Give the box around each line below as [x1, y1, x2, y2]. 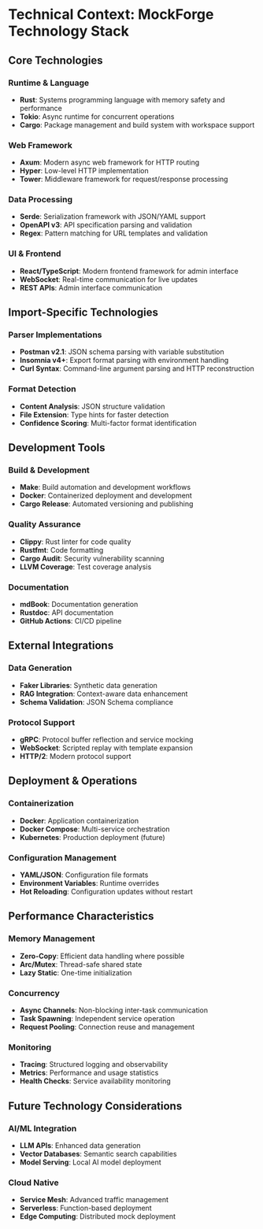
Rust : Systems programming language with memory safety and [19, 94, 226, 104]
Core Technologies [8, 54, 104, 67]
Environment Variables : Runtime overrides [19, 879, 160, 887]
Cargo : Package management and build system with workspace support [19, 120, 255, 129]
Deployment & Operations [8, 774, 138, 788]
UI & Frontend [8, 248, 61, 259]
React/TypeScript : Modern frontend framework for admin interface [19, 266, 239, 276]
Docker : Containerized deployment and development [19, 490, 193, 501]
